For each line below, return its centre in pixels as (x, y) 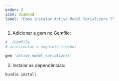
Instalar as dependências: (39, 65)
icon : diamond (20, 14)
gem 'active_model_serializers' (39, 56)
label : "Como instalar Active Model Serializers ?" (60, 19)
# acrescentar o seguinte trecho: (41, 47)
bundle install (21, 75)
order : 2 (14, 10)
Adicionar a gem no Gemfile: (42, 33)
